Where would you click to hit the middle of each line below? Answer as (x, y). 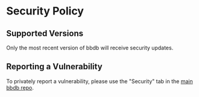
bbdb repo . (20, 87)
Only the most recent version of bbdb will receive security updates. (90, 48)
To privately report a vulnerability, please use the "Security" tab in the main (99, 81)
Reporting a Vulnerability (54, 67)
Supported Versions (45, 33)
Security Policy (45, 11)
